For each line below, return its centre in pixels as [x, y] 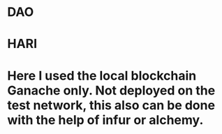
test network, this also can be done [111, 105]
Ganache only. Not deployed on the [111, 90]
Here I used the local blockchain [102, 75]
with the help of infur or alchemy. [105, 120]
